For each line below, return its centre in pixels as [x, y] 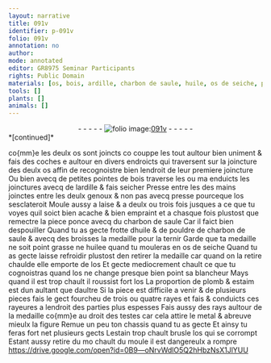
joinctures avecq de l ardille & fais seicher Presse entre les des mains [122, 187]
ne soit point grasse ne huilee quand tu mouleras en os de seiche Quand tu [133, 248]
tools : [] [25, 91]
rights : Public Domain [46, 76]
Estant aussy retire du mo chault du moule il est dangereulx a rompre [123, 342]
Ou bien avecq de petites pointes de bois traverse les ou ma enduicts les [129, 179]
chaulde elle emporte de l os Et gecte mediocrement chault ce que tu [122, 265]
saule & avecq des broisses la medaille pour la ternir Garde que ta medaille [132, 239]
